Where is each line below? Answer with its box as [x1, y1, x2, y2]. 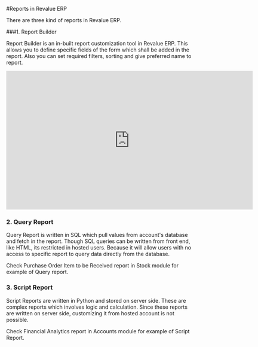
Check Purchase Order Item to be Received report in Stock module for [6, 262, 179, 269]
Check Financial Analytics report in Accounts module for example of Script [6, 327, 190, 334]
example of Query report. [6, 269, 69, 276]
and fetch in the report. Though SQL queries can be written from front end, [6, 238, 191, 245]
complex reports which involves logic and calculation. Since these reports [6, 303, 188, 311]
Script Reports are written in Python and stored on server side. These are [6, 297, 186, 304]
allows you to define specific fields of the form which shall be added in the [6, 46, 190, 53]
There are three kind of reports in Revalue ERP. [6, 17, 122, 23]
